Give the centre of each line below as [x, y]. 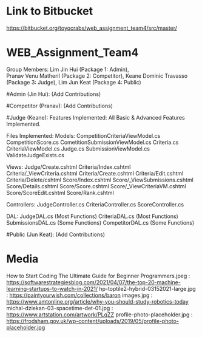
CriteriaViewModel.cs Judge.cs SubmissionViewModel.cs [78, 148]
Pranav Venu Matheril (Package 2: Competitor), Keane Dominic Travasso [97, 76]
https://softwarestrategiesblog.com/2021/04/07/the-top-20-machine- [93, 282]
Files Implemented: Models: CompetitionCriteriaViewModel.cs [83, 135]
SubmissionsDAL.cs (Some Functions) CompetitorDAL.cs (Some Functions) [100, 222]
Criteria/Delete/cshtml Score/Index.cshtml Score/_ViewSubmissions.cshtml [100, 180]
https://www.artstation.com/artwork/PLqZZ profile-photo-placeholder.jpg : [99, 315]
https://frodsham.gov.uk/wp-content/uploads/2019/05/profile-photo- [93, 321]
